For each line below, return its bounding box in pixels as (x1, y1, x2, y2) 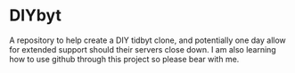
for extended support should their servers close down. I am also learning (9, 44, 276, 54)
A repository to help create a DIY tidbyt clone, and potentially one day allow (9, 35, 287, 45)
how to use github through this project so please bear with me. (9, 53, 240, 64)
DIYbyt (9, 5, 62, 26)
